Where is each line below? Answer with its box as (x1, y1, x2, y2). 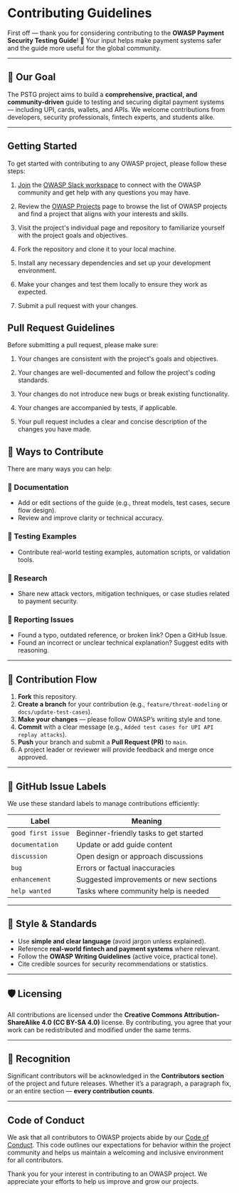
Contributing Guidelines (7, 5, 152, 21)
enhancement (11, 876, 52, 884)
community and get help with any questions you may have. (17, 188, 191, 197)
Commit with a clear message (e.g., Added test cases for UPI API (17, 722, 214, 732)
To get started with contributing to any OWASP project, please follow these (7, 159, 227, 168)
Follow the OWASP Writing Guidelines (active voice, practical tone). (17, 952, 218, 961)
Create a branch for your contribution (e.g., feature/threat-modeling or (17, 700, 228, 709)
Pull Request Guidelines (7, 322, 115, 334)
